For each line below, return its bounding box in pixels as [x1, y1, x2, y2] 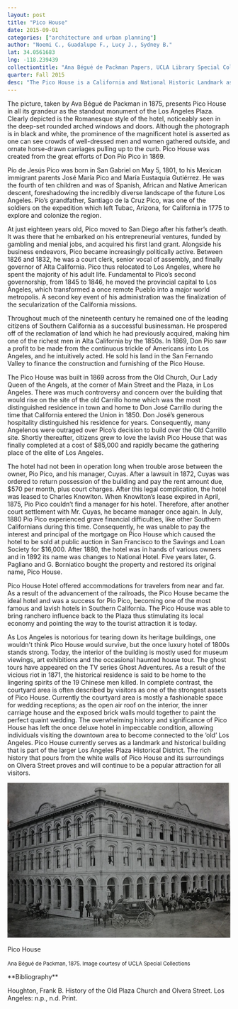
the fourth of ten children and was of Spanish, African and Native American [7, 181, 227, 189]
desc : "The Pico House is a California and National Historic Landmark [7, 79, 223, 86]
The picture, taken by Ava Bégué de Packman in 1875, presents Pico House [7, 99, 227, 108]
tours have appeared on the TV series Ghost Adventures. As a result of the [7, 663, 225, 671]
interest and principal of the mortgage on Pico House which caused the [7, 529, 216, 539]
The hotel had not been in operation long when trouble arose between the [7, 462, 223, 470]
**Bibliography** [7, 973, 59, 981]
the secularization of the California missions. [7, 300, 137, 309]
